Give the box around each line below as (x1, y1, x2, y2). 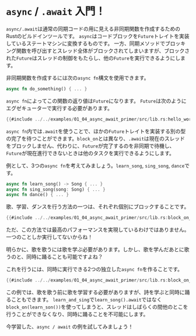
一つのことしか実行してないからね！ (6, 234, 93, 241)
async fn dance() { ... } (6, 192, 69, 198)
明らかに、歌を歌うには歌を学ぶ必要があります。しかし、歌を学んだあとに (6, 246, 185, 253)
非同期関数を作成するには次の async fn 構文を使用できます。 (6, 74, 149, 81)
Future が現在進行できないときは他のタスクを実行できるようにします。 (6, 149, 175, 156)
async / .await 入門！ (6, 5, 106, 18)
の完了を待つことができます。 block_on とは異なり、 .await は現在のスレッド (6, 135, 185, 142)
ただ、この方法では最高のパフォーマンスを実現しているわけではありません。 (6, 226, 190, 234)
